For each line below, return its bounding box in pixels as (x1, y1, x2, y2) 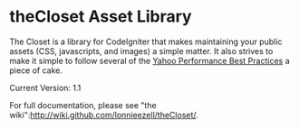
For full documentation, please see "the (9, 99, 157, 110)
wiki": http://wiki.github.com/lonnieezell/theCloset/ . (9, 109, 199, 120)
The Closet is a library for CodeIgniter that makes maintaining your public (9, 36, 283, 47)
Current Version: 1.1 (9, 82, 82, 93)
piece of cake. (9, 65, 63, 76)
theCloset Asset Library (9, 6, 192, 27)
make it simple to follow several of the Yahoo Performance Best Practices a (9, 55, 290, 66)
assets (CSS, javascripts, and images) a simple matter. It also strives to (9, 45, 274, 56)
